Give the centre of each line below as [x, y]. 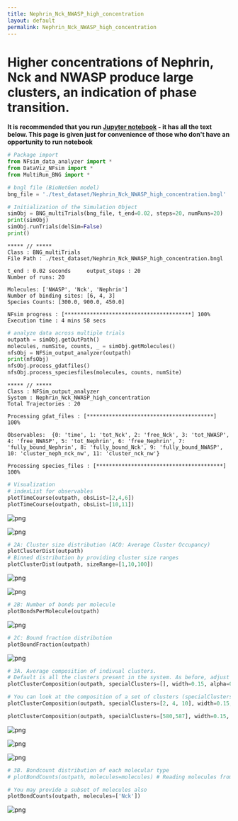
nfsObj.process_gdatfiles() [49, 366]
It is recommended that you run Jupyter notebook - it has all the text [110, 127]
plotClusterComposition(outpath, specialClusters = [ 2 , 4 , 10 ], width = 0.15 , [120, 704]
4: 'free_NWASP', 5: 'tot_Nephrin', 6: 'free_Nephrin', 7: [96, 441]
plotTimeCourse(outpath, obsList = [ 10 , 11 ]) [71, 504]
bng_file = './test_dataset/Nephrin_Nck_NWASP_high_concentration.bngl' [117, 194]
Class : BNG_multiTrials [44, 252]
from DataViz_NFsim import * [50, 168]
